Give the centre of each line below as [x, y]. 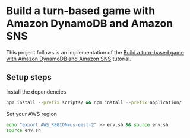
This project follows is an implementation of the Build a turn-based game [95, 52]
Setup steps [29, 77]
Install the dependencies [36, 92]
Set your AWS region [32, 114]
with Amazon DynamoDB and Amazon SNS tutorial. [69, 59]
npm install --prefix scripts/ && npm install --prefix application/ [94, 102]
